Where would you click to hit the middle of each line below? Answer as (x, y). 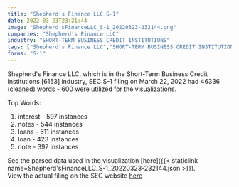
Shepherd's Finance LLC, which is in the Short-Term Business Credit (107, 74)
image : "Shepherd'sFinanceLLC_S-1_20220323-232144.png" (92, 27)
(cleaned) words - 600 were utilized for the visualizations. (92, 89)
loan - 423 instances (48, 139)
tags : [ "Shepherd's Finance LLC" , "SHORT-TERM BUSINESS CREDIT (101, 47)
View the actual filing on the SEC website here (75, 176)
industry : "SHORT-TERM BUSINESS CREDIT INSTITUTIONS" (89, 41)
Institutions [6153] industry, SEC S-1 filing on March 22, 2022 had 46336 (114, 81)
